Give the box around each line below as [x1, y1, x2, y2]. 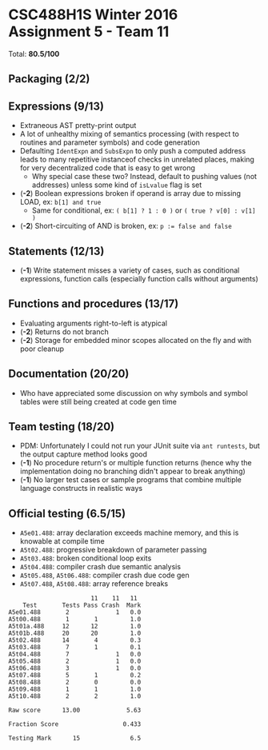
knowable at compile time [19, 537, 106, 546]
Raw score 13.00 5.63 [8, 706, 142, 715]
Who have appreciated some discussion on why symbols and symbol [19, 388, 248, 397]
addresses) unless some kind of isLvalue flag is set [31, 180, 202, 189]
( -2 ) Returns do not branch [19, 326, 110, 337]
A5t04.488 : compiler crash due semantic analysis [19, 562, 182, 572]
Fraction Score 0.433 [8, 720, 142, 728]
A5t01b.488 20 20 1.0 [8, 629, 142, 637]
